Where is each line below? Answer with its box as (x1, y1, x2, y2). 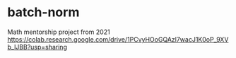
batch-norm (7, 4, 80, 21)
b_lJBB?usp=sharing (7, 42, 67, 51)
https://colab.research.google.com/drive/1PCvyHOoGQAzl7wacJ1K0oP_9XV (7, 35, 229, 43)
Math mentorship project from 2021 (7, 28, 111, 36)
